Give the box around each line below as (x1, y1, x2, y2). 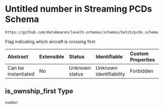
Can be (7, 64, 24, 71)
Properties (130, 56, 155, 63)
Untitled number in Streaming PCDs (5, 3, 152, 15)
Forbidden (130, 67, 154, 74)
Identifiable (95, 53, 123, 60)
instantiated (7, 71, 35, 77)
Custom (130, 50, 149, 57)
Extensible (39, 53, 64, 60)
